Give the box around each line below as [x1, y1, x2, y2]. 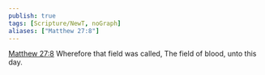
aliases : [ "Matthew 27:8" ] [8, 27, 100, 35]
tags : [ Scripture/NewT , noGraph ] [8, 19, 122, 27]
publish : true [8, 11, 57, 20]
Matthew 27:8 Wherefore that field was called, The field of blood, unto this [8, 49, 257, 59]
